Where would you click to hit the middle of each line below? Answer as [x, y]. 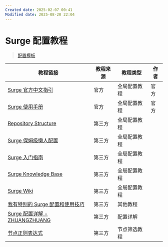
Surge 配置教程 [36, 41]
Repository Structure [32, 123]
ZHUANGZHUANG [29, 220]
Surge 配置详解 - [28, 214]
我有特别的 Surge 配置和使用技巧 [46, 204]
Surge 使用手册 [25, 107]
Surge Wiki [20, 191]
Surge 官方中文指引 [30, 90]
